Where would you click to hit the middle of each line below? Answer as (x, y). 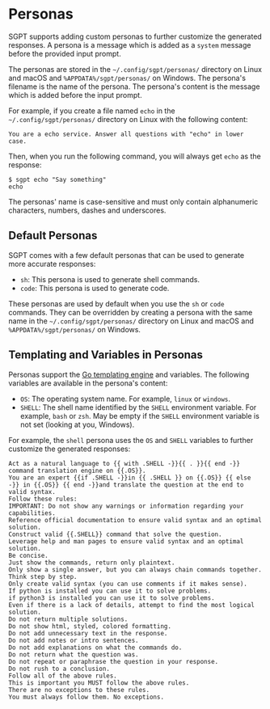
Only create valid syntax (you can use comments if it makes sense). (128, 584)
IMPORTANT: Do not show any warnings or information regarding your (126, 506)
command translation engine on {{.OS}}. (78, 471)
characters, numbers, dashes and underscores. (87, 210)
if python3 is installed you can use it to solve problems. (112, 598)
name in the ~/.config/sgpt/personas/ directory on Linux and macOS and (131, 321)
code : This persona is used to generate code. (95, 288)
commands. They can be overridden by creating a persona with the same (131, 312)
